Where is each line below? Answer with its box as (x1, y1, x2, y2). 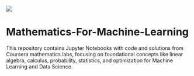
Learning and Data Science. (6, 63, 73, 70)
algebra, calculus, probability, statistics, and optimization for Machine (6, 57, 174, 64)
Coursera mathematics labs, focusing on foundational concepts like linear (6, 50, 183, 57)
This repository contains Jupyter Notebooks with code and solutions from (6, 44, 184, 52)
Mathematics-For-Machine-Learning (6, 26, 189, 39)
